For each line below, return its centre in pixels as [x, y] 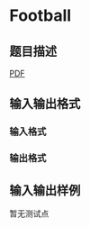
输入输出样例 [45, 190]
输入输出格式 [45, 104]
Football [40, 16]
